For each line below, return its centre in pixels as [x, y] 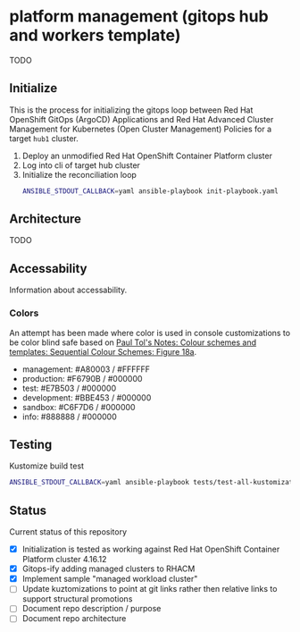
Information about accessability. [68, 290]
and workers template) [95, 35]
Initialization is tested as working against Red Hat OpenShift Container [151, 549]
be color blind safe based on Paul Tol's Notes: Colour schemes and [133, 342]
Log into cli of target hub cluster [81, 165]
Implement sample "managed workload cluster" [110, 579]
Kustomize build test [47, 466]
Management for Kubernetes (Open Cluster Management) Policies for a [141, 129]
